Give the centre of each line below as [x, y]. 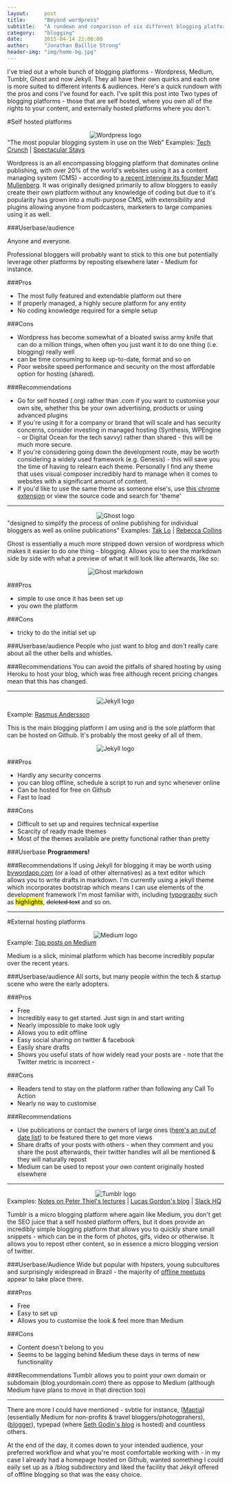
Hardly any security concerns [59, 775]
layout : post [32, 13]
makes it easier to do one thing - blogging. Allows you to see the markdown [114, 551]
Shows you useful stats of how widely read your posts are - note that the [120, 1054]
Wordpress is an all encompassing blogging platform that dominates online [113, 163]
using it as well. [29, 214]
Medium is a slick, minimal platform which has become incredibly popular [111, 955]
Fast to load [34, 797]
